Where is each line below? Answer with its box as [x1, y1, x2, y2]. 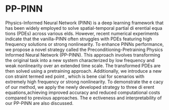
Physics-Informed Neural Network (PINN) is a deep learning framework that [5, 20, 164, 26]
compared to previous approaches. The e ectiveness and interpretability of [5, 94, 162, 101]
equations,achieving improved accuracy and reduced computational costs [5, 89, 160, 95]
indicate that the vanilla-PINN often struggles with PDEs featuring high [5, 36, 152, 42]
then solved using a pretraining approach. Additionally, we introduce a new [5, 68, 162, 74]
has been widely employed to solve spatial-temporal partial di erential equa [5, 25, 162, 31]
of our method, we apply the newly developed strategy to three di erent [5, 84, 155, 90]
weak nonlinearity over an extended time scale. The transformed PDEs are [5, 63, 161, 69]
